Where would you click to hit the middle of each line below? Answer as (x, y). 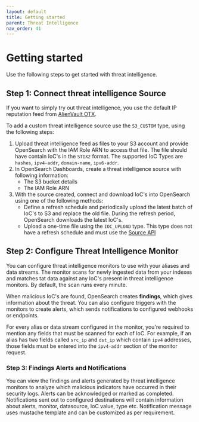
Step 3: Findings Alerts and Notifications (66, 368)
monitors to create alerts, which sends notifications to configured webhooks (100, 309)
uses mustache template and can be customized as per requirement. (91, 412)
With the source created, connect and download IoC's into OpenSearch (102, 194)
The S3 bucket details (50, 182)
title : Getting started (36, 17)
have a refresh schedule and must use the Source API (90, 233)
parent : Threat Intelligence (42, 23)
